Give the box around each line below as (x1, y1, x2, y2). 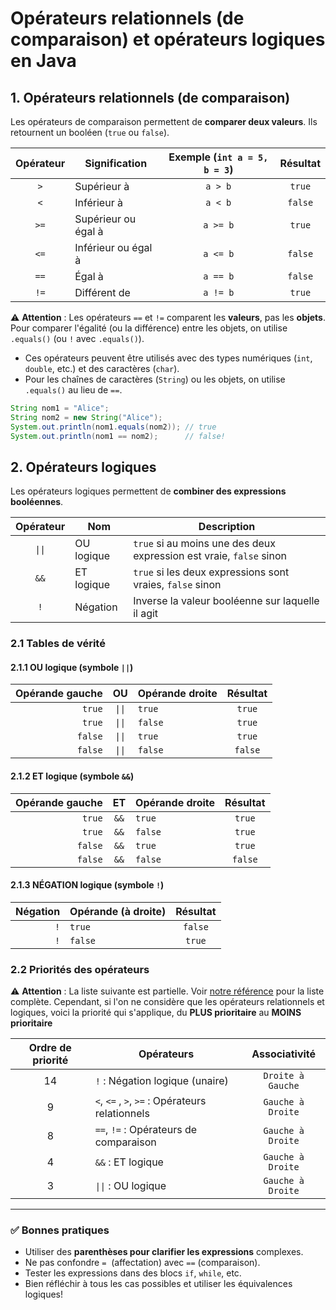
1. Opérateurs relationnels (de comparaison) (10, 89, 291, 106)
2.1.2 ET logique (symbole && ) (10, 770, 135, 782)
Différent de (74, 286, 131, 299)
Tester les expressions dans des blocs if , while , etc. (24, 1267, 242, 1279)
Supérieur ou (74, 212, 137, 226)
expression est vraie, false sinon (133, 549, 287, 563)
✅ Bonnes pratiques (10, 1223, 110, 1237)
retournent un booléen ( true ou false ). (10, 127, 170, 138)
